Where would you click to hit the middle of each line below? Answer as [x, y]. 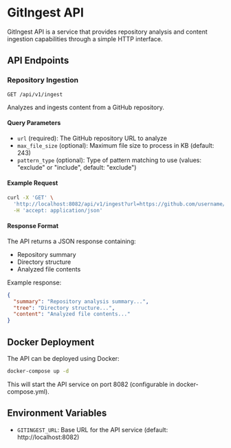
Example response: [34, 282]
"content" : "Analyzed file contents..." [72, 314]
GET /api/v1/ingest [35, 94]
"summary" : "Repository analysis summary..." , [81, 301]
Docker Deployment [51, 342]
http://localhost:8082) [48, 437]
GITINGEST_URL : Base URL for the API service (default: [92, 429]
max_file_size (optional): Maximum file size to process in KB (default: [115, 145]
